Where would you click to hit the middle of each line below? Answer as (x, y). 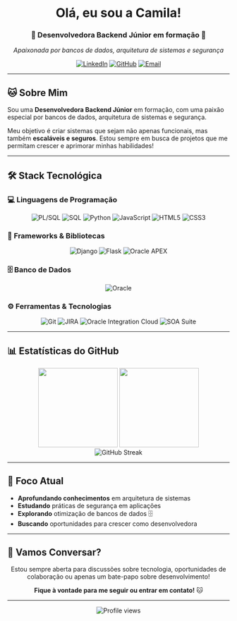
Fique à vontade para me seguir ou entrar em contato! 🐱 (119, 591)
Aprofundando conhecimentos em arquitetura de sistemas (104, 498)
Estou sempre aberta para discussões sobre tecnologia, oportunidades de (119, 570)
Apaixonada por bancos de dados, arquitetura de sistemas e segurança (119, 50)
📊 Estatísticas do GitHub (63, 351)
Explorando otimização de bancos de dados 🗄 (85, 513)
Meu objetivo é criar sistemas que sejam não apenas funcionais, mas (108, 131)
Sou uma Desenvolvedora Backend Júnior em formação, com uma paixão (116, 110)
